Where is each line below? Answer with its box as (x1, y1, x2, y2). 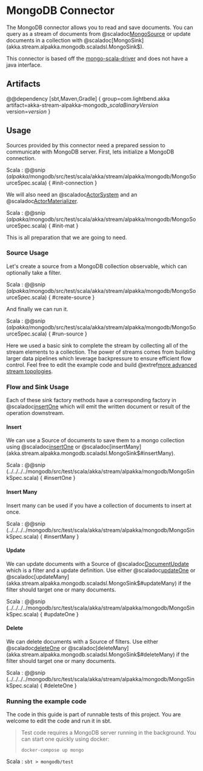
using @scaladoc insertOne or (6, 443, 81, 451)
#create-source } (52, 294, 95, 301)
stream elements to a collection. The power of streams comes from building (6, 348, 196, 355)
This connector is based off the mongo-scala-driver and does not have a (6, 55, 188, 62)
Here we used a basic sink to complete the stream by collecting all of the (6, 342, 188, 349)
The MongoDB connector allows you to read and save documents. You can (6, 24, 193, 31)
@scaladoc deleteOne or (6, 644, 67, 651)
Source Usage (6, 249, 49, 257)
